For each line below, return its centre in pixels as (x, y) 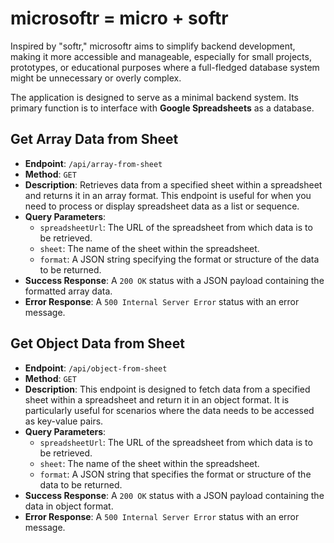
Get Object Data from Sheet (97, 343)
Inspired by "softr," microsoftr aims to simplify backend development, (153, 46)
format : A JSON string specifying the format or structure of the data (179, 259)
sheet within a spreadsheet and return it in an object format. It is (157, 399)
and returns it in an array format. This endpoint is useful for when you (168, 195)
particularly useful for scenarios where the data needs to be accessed (169, 410)
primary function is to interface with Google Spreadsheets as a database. (162, 108)
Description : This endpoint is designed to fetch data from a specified (167, 389)
